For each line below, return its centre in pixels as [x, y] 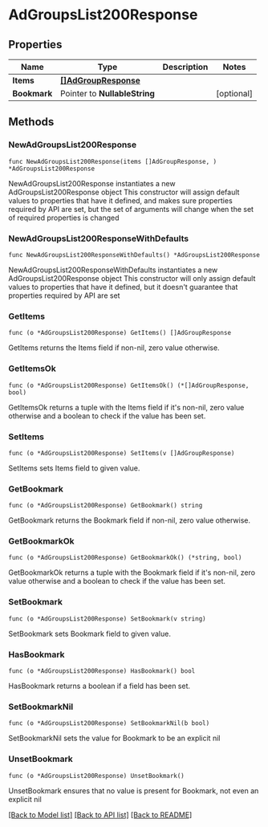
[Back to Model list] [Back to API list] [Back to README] [100, 815]
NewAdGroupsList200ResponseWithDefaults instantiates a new [113, 270]
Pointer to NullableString [107, 94]
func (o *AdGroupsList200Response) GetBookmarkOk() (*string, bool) [125, 558]
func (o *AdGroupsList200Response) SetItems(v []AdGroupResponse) [122, 453]
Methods [31, 122]
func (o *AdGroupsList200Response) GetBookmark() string [106, 506]
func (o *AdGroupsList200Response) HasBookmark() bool [102, 671]
